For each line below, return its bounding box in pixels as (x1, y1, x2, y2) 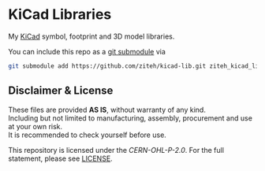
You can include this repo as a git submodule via (8, 46, 166, 56)
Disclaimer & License (8, 84, 114, 98)
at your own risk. (8, 121, 63, 131)
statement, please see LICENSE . (8, 154, 113, 163)
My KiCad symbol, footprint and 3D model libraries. (8, 32, 175, 41)
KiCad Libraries (8, 6, 112, 24)
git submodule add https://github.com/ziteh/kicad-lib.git (8, 61, 207, 70)
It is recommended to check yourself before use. (8, 130, 167, 139)
